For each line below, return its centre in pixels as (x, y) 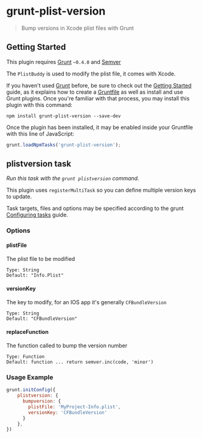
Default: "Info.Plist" (35, 275)
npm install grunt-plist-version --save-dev (64, 116)
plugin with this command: (40, 105)
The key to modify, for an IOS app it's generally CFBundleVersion (86, 302)
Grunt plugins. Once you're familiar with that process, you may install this (98, 98)
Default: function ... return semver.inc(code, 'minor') (80, 362)
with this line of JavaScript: (40, 134)
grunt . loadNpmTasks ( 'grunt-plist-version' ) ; (64, 145)
